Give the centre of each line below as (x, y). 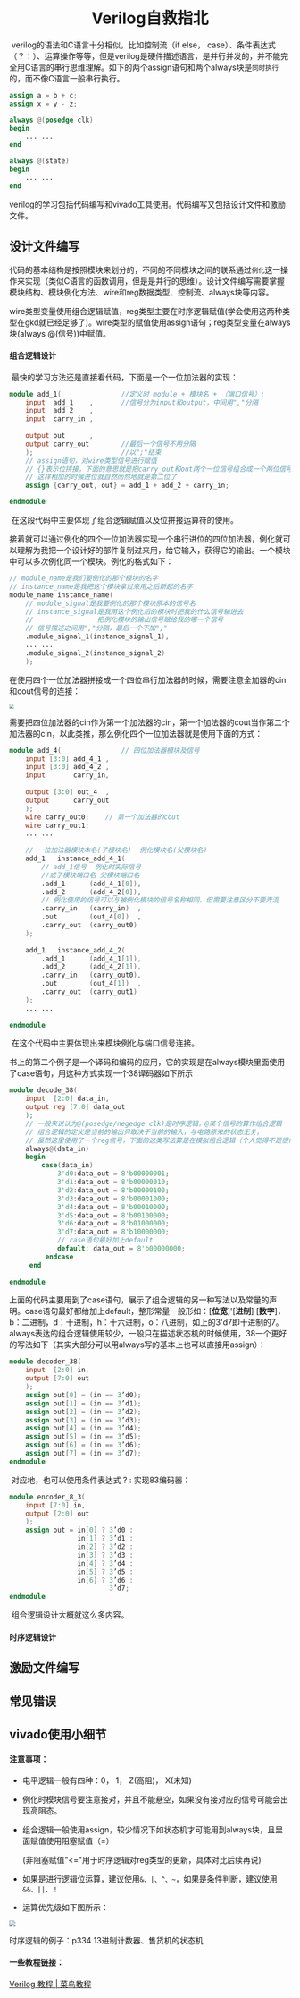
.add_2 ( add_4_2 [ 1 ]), (92, 967)
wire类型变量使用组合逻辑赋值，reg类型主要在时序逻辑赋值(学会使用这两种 (146, 311)
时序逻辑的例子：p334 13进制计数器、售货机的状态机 (106, 1940)
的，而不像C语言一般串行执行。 (67, 78)
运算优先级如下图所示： (65, 1908)
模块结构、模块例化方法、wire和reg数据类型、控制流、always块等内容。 (142, 292)
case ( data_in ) (67, 1165)
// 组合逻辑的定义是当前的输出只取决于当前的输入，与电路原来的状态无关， (144, 1132)
